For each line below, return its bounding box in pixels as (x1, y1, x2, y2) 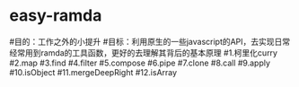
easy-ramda (9, 5, 102, 26)
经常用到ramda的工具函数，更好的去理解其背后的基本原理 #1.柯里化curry (9, 47, 278, 58)
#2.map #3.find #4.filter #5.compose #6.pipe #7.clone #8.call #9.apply (9, 57, 271, 68)
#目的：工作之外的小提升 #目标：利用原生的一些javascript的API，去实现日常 (9, 36, 291, 47)
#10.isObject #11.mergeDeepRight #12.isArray (9, 66, 178, 77)
